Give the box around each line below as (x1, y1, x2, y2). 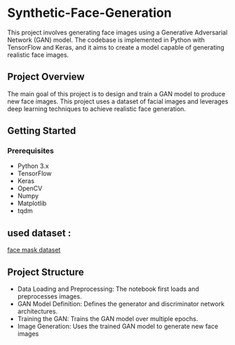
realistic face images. (7, 51, 69, 59)
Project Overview (7, 71, 85, 83)
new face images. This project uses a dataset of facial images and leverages (7, 97, 229, 105)
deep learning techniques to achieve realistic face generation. (7, 104, 186, 113)
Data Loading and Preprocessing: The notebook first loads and (17, 285, 200, 293)
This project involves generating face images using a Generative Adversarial (7, 28, 228, 37)
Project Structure (7, 266, 84, 278)
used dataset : (7, 227, 72, 239)
